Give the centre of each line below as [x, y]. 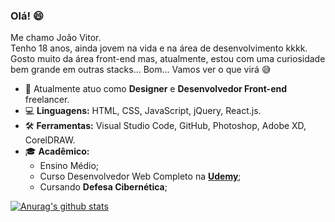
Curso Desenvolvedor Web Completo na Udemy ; [140, 176]
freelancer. [47, 100]
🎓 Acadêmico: [57, 151]
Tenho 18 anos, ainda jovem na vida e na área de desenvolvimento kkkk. [159, 48]
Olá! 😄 [27, 16]
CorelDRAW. [50, 140]
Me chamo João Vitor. [56, 38]
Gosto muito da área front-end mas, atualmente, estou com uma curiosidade [168, 59]
